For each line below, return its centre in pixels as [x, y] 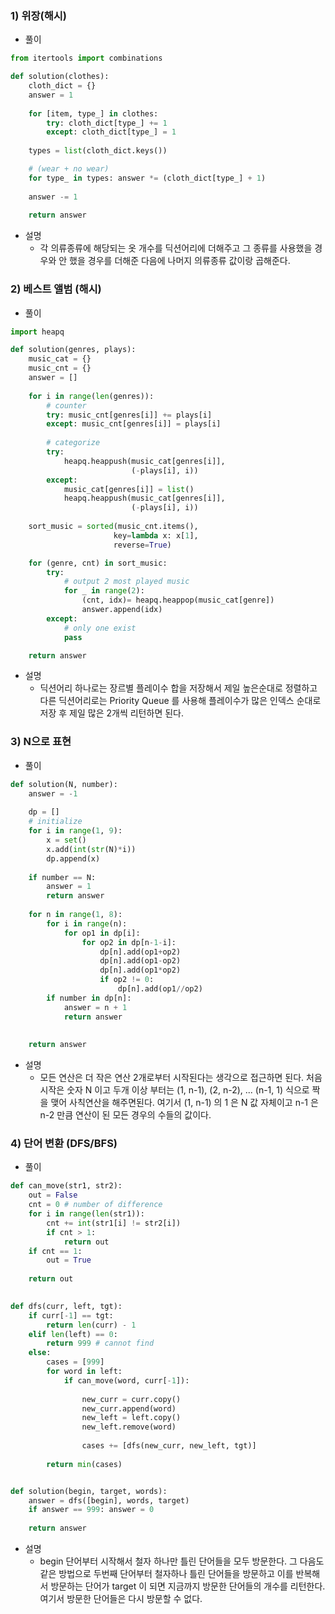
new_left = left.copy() [131, 1418]
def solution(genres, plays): [73, 350]
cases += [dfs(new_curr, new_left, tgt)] [169, 1446]
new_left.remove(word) [129, 1427]
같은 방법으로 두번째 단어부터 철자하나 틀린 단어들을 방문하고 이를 [166, 1574]
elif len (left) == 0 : [73, 1334]
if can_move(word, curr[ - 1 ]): [126, 1380]
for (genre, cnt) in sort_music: [98, 563]
